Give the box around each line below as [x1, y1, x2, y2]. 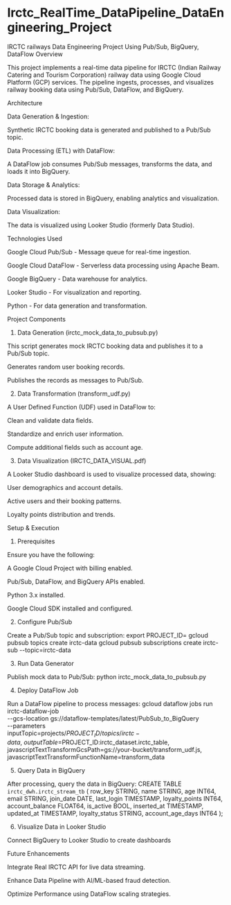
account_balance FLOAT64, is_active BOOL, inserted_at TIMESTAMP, [7, 802, 204, 810]
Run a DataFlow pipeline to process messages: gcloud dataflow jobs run [7, 699, 213, 708]
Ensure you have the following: [7, 550, 95, 559]
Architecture [7, 98, 43, 107]
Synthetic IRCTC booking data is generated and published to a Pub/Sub [7, 125, 211, 134]
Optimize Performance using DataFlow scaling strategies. [7, 889, 171, 898]
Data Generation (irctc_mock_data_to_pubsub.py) [17, 328, 158, 337]
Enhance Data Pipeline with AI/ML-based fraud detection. [7, 876, 171, 884]
